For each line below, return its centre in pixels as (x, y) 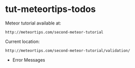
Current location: (22, 41)
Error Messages (29, 60)
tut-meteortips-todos (51, 9)
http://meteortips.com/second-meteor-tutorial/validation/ (68, 50)
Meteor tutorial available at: (33, 23)
